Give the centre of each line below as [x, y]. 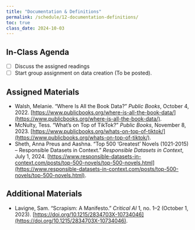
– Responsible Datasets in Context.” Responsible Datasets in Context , [99, 150]
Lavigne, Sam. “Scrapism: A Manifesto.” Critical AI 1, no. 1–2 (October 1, [101, 208]
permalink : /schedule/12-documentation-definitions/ [72, 17]
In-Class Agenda [38, 52]
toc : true [18, 22]
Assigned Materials [43, 92]
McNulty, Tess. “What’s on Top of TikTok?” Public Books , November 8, [100, 125]
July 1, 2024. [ [32, 156]
